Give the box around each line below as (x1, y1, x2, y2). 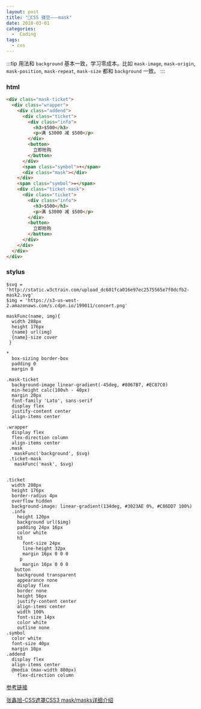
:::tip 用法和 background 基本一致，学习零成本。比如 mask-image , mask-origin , (6, 60, 196, 67)
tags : (6, 37, 20, 43)
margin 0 (11, 366, 34, 372)
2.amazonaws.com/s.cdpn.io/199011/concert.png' (6, 302, 128, 308)
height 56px (17, 593, 47, 599)
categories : (6, 25, 36, 32)
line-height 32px (22, 545, 66, 552)
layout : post (6, 8, 39, 15)
